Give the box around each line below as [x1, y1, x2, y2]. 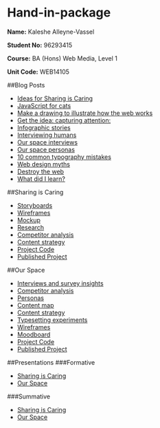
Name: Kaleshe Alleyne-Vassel [7, 28, 95, 36]
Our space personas [16, 145, 76, 153]
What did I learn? [16, 174, 65, 183]
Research [16, 223, 45, 231]
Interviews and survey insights [16, 279, 104, 287]
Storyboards [16, 201, 53, 209]
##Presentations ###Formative [7, 358, 95, 366]
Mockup [16, 215, 41, 224]
